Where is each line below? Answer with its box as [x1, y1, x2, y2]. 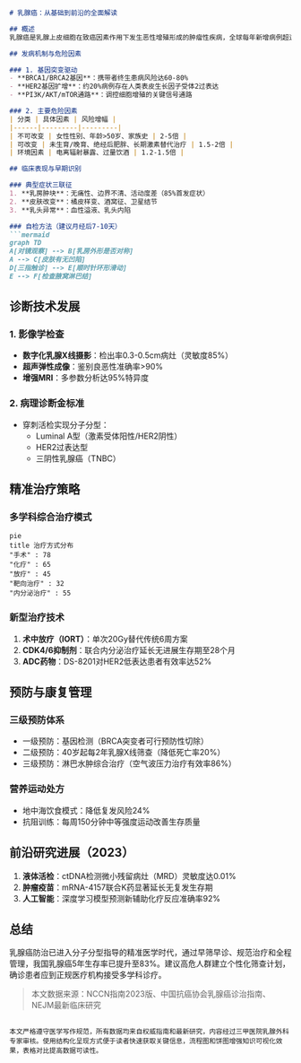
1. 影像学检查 [9, 328, 64, 341]
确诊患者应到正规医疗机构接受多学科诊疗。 [9, 970, 167, 980]
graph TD [9, 239, 42, 248]
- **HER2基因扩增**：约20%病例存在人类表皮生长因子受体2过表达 [9, 82, 219, 91]
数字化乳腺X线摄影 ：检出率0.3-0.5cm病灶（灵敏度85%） [21, 350, 233, 361]
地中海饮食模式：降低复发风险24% [21, 805, 150, 815]
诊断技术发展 [9, 299, 81, 314]
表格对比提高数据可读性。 [21, 1046, 103, 1056]
